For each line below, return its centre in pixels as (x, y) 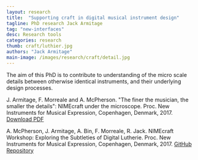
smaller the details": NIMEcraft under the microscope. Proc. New (88, 106)
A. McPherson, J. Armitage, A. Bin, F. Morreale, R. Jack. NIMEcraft (90, 131)
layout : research (29, 12)
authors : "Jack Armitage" (39, 52)
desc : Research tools (34, 35)
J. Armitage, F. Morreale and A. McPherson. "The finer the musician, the (97, 100)
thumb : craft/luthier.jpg (39, 46)
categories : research (34, 40)
